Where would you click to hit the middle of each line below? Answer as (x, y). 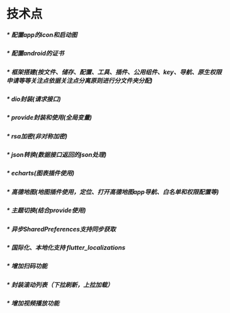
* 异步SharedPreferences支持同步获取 (61, 229)
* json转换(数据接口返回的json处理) (56, 155)
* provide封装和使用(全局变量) (49, 118)
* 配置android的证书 (35, 53)
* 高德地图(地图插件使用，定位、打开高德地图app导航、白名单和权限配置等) (113, 192)
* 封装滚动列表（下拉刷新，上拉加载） (60, 284)
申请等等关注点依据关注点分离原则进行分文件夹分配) (80, 80)
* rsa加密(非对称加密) (37, 136)
